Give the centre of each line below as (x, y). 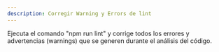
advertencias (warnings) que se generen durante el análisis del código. (109, 41)
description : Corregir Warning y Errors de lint (79, 14)
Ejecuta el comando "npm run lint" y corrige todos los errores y (99, 33)
